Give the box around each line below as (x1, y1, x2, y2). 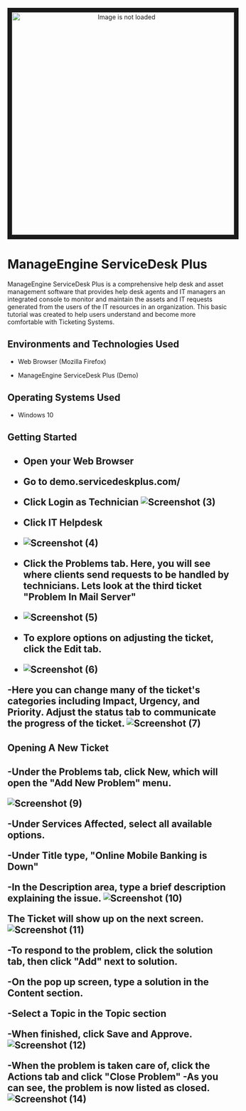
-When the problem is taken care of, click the (7, 1060, 210, 1072)
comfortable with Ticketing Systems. (7, 318, 115, 326)
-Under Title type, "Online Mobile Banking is (7, 850, 208, 862)
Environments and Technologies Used (7, 338, 180, 350)
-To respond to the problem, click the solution (7, 944, 213, 956)
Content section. (7, 987, 84, 999)
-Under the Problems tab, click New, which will (7, 766, 218, 778)
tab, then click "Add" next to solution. (7, 956, 178, 968)
